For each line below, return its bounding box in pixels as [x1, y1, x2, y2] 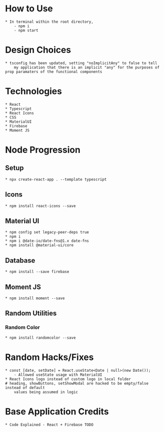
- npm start [14, 28, 38, 33]
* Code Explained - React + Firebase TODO [5, 422, 94, 427]
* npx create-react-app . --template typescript [5, 177, 107, 182]
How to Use [5, 3, 53, 14]
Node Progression [5, 144, 81, 156]
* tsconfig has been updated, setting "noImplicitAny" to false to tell [5, 60, 158, 66]
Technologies [5, 86, 63, 97]
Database [5, 256, 35, 265]
